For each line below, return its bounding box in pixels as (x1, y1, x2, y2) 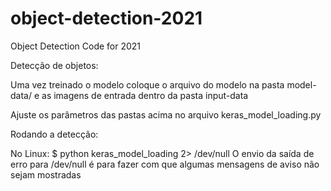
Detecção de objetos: (10, 59, 99, 71)
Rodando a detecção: (10, 128, 99, 140)
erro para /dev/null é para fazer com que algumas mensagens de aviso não (10, 158, 320, 170)
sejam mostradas (10, 168, 82, 181)
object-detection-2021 (10, 7, 203, 30)
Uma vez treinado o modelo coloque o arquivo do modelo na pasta (10, 78, 285, 91)
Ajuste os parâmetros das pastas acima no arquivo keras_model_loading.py (10, 108, 322, 121)
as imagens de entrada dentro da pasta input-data (41, 89, 249, 101)
